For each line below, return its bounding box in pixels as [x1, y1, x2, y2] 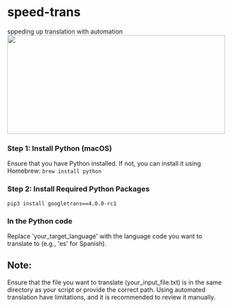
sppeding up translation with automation [7, 27, 123, 36]
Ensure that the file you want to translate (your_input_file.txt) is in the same [7, 278, 222, 286]
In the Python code [7, 216, 73, 226]
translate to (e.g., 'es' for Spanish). [7, 239, 107, 247]
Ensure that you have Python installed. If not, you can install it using [7, 160, 201, 168]
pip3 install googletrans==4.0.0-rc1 [7, 200, 117, 207]
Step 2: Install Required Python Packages [7, 184, 150, 194]
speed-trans [7, 4, 82, 20]
